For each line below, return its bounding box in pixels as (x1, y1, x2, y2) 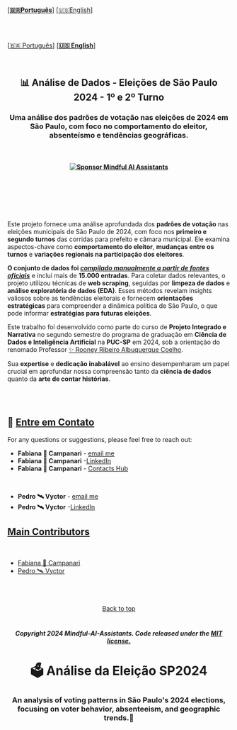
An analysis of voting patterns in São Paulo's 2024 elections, (11, 695, 226, 704)
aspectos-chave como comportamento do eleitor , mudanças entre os (7, 242, 214, 250)
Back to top (102, 604, 136, 612)
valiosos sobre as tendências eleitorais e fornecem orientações (7, 294, 193, 302)
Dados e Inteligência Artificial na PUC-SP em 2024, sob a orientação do (7, 338, 221, 346)
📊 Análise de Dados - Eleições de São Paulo (20, 77, 218, 89)
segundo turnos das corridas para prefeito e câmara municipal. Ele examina (7, 235, 230, 243)
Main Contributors (7, 526, 90, 538)
